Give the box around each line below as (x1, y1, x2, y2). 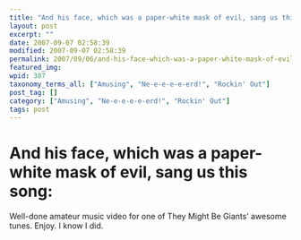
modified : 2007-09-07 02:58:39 (9, 47, 126, 56)
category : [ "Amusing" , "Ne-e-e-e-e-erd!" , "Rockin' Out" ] (9, 96, 230, 106)
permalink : (9, 55, 50, 64)
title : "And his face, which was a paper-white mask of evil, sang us (9, 13, 279, 22)
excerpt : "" (9, 30, 54, 39)
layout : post (9, 21, 58, 30)
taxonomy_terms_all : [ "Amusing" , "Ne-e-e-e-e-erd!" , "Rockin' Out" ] (9, 80, 271, 89)
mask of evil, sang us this (55, 162, 248, 183)
